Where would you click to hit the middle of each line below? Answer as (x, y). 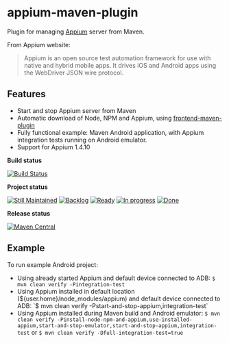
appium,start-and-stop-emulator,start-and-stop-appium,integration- (117, 326)
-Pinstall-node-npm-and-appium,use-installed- (125, 320)
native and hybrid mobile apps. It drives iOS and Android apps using (120, 65)
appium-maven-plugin (73, 13)
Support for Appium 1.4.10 (53, 147)
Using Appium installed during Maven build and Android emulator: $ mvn (119, 313)
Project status (27, 187)
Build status (25, 160)
